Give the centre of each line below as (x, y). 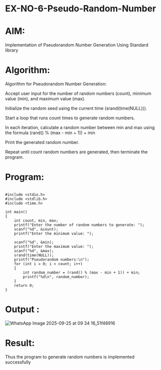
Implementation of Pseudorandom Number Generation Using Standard (77, 45)
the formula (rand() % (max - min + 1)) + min (50, 133)
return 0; (24, 285)
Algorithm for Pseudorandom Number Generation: (56, 84)
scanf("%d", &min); (34, 242)
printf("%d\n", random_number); (56, 277)
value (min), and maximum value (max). (45, 99)
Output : (22, 309)
